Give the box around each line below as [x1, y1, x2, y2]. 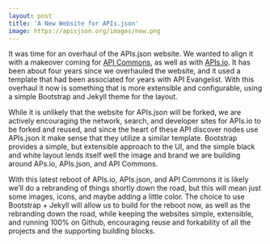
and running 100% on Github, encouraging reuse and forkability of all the [8, 217, 251, 227]
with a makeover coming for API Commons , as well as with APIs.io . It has [8, 57, 251, 67]
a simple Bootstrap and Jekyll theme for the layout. [8, 92, 178, 102]
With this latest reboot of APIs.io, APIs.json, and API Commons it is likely [8, 175, 249, 184]
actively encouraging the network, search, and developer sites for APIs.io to [8, 116, 261, 126]
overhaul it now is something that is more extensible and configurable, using [8, 83, 263, 93]
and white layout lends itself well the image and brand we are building [8, 150, 241, 160]
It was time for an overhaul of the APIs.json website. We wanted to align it [8, 49, 254, 59]
